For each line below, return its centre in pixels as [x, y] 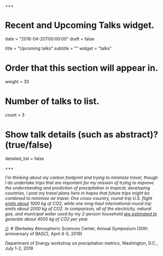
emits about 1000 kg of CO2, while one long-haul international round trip [78, 203]
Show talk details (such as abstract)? [82, 134]
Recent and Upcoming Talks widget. [80, 25]
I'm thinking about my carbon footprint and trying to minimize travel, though [81, 177]
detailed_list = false [25, 158]
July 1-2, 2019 [19, 248]
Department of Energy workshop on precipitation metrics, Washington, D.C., [81, 243]
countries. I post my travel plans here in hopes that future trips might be [77, 193]
